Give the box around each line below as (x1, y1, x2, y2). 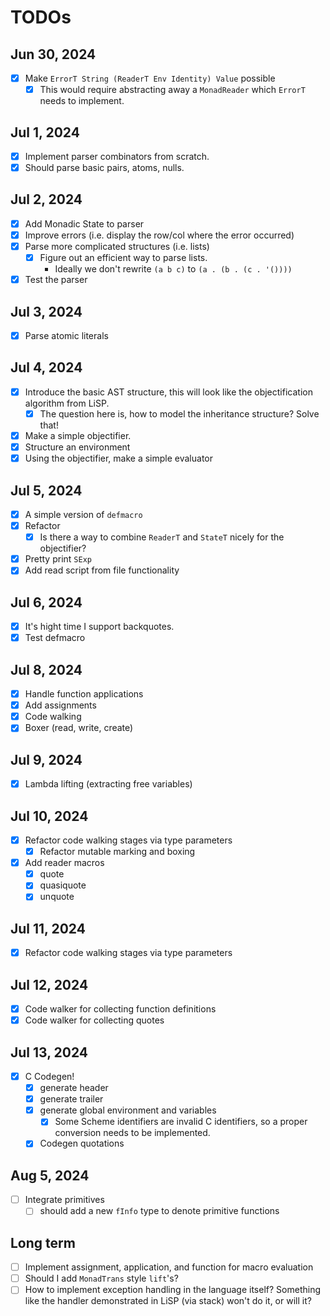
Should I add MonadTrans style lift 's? (24, 1272, 179, 1285)
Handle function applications (24, 688, 144, 700)
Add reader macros (24, 857, 105, 869)
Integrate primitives (24, 1194, 105, 1206)
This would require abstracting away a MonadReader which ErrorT (39, 84, 306, 96)
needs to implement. (39, 95, 125, 107)
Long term (10, 1234, 76, 1251)
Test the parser (24, 274, 88, 286)
